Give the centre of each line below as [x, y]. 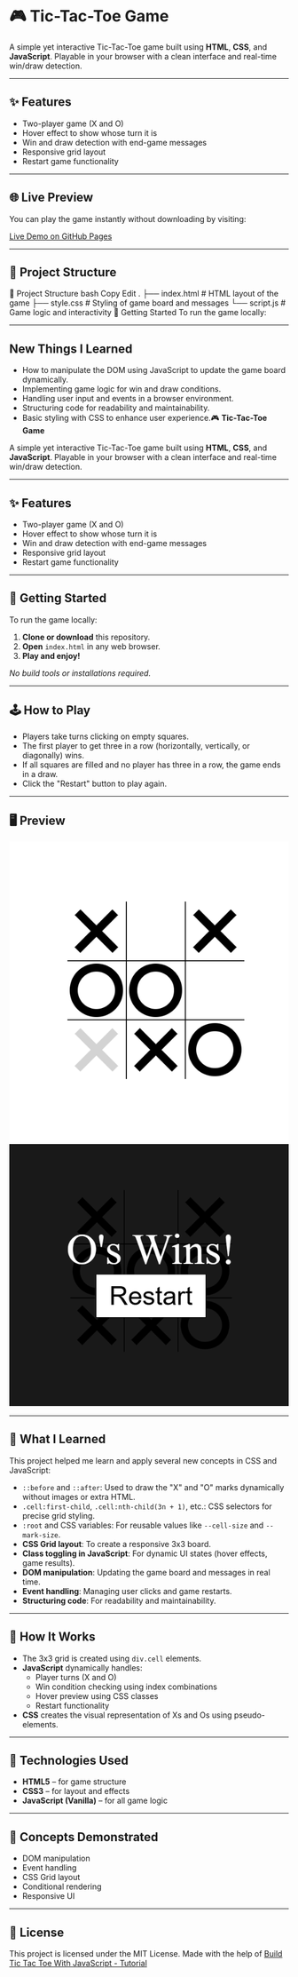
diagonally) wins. [53, 755]
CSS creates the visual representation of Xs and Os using [127, 1715]
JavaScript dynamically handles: [82, 1667]
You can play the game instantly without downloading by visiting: [128, 218]
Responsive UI [48, 1896]
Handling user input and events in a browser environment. [128, 399]
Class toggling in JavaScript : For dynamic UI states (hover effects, [145, 1553]
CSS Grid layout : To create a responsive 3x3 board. [116, 1544]
